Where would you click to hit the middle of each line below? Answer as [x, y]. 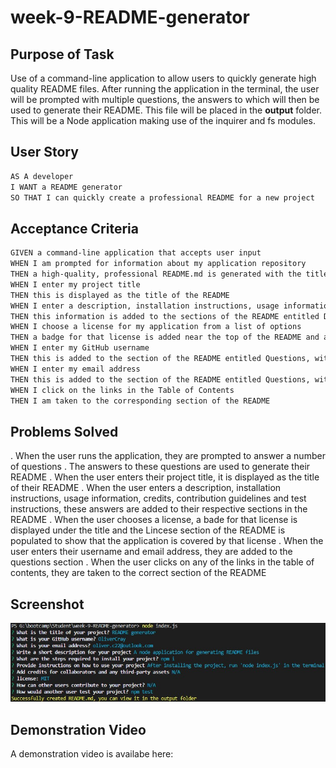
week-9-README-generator [130, 17]
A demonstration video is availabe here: [92, 754]
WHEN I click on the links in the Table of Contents [122, 390]
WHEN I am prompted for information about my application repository [158, 264]
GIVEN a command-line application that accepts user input [136, 253]
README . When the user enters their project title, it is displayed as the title [165, 477]
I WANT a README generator [66, 187]
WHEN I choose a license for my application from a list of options [156, 327]
